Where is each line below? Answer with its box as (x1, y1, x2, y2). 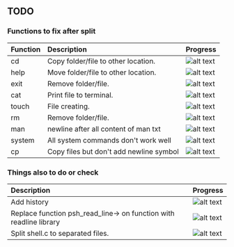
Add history (10, 197, 49, 207)
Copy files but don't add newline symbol (47, 146, 179, 156)
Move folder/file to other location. (47, 67, 157, 77)
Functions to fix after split (7, 26, 96, 36)
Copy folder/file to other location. (47, 56, 155, 65)
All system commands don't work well (47, 135, 172, 145)
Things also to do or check (7, 167, 99, 177)
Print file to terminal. (47, 90, 114, 99)
